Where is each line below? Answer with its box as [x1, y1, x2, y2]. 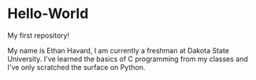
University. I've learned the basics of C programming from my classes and [7, 54, 249, 64]
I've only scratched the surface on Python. [7, 62, 146, 71]
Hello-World [7, 5, 89, 23]
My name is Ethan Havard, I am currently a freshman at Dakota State [7, 45, 230, 55]
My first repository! [7, 31, 70, 40]
